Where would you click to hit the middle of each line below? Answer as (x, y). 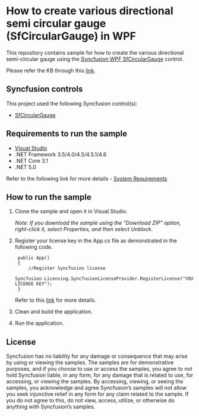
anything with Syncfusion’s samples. (51, 407)
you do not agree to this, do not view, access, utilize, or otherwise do (91, 401)
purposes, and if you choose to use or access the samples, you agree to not (99, 369)
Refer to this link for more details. (55, 300)
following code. (34, 247)
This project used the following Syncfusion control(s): (72, 103)
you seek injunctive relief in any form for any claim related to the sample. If (97, 394)
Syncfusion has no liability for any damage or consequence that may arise (97, 356)
